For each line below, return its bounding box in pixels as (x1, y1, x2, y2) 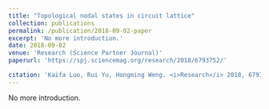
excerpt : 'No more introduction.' (8, 34, 124, 42)
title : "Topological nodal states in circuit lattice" (8, 11, 195, 20)
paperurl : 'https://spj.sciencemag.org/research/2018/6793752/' (8, 57, 227, 65)
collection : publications (8, 19, 94, 27)
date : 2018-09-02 (8, 42, 66, 50)
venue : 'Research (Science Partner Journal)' (8, 49, 163, 57)
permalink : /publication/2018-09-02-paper (8, 26, 152, 34)
